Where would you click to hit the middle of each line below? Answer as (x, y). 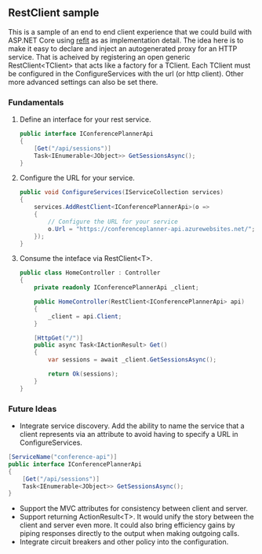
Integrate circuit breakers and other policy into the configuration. (124, 542)
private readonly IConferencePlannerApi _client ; (116, 288)
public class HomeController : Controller (90, 273)
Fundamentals (36, 102)
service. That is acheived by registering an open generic (99, 57)
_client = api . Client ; (85, 316)
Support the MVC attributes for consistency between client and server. (134, 508)
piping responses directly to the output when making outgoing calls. (129, 534)
